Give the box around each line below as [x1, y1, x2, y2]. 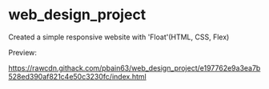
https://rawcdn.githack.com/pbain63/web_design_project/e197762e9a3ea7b [8, 63, 261, 73]
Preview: [8, 47, 38, 57]
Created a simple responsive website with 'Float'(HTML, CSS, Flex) [8, 32, 230, 42]
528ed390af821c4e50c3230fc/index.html [8, 71, 147, 81]
